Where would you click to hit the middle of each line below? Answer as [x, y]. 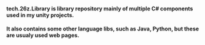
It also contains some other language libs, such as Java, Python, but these [103, 29]
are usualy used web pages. [43, 35]
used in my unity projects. [40, 15]
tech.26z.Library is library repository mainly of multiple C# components [100, 9]
